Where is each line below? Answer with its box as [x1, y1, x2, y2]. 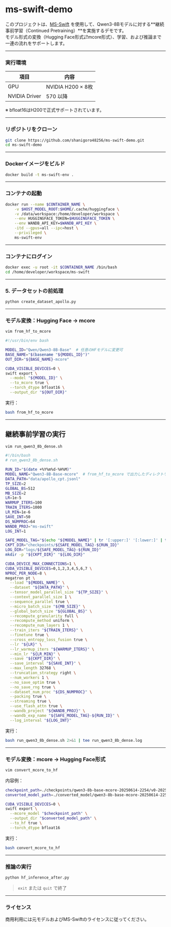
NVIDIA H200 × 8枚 [46, 83, 93, 90]
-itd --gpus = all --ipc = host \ [14, 226, 79, 231]
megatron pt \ [5, 575, 36, 581]
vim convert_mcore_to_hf [5, 767, 58, 772]
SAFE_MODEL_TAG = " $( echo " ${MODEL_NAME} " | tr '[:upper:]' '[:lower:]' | [5, 538, 163, 543]
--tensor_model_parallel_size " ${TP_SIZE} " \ [10, 590, 108, 595]
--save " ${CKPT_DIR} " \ [10, 656, 60, 661]
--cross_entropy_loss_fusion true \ [10, 637, 88, 642]
